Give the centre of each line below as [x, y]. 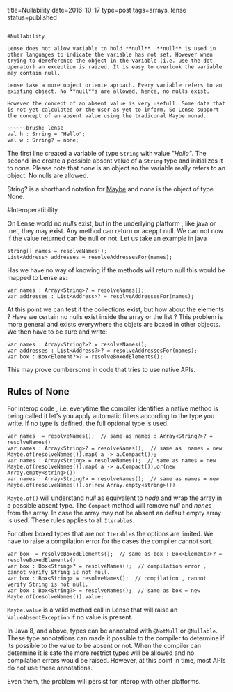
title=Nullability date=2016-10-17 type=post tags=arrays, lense [97, 10]
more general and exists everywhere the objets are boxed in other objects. [114, 324]
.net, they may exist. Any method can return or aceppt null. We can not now [115, 231]
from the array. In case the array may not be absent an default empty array [114, 513]
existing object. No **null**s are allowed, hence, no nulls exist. [109, 91]
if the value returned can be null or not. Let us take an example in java [107, 238]
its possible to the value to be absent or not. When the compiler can [104, 645]
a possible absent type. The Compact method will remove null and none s [110, 505]
